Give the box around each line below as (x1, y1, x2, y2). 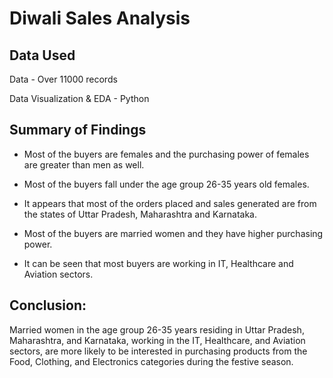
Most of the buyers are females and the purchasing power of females (23, 148, 310, 160)
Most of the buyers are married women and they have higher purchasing (23, 227, 324, 239)
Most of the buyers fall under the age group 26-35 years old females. (23, 178, 310, 190)
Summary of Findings (9, 122, 147, 139)
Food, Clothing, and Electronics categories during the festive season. (9, 355, 294, 367)
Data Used (9, 47, 76, 64)
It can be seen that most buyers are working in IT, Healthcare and (23, 257, 294, 269)
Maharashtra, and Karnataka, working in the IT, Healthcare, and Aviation (9, 334, 306, 346)
